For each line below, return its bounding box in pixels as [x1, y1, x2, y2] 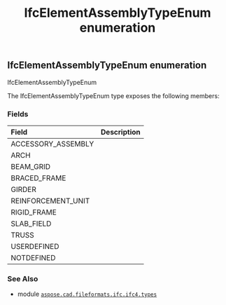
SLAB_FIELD [10, 219, 52, 229]
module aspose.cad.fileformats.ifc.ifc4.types [17, 290, 157, 299]
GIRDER [10, 184, 36, 194]
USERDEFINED [10, 241, 59, 251]
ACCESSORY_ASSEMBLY [10, 139, 94, 149]
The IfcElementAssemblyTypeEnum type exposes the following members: [7, 91, 220, 100]
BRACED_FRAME [10, 173, 66, 183]
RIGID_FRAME [10, 207, 57, 217]
